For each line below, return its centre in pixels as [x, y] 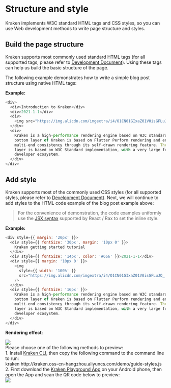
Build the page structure [45, 45]
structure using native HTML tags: [41, 83]
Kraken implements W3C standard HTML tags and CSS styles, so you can [83, 23]
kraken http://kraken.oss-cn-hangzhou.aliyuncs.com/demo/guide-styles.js [83, 364]
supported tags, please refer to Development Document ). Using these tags [83, 62]
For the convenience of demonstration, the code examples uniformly [90, 213]
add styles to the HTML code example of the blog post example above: [80, 203]
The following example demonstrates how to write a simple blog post [78, 78]
